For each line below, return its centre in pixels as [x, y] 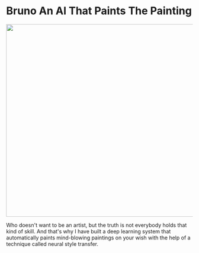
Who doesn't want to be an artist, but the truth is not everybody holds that [97, 225]
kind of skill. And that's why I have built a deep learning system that [89, 231]
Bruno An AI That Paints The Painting [99, 11]
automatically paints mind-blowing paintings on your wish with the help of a [98, 238]
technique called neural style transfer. [52, 244]
